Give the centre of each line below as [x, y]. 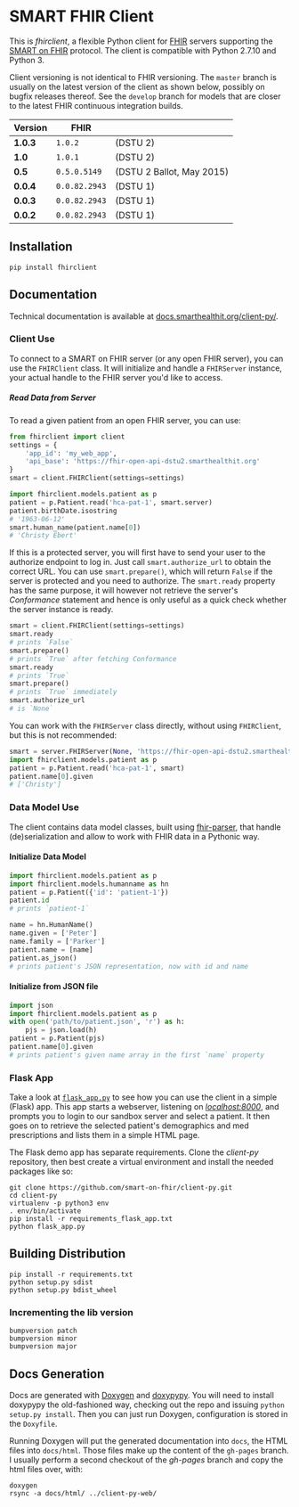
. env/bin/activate [45, 1211]
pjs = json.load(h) [61, 1030]
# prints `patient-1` [49, 909]
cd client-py [33, 1196]
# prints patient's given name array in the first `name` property [137, 1055]
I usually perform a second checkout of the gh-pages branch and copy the [146, 1460]
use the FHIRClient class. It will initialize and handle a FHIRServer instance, [146, 368]
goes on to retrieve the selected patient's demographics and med [129, 1126]
